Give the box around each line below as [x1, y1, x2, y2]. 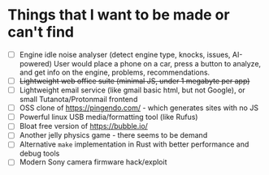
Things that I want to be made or [7, 6, 230, 24]
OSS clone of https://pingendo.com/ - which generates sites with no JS [19, 103, 259, 113]
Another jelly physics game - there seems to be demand [19, 130, 208, 140]
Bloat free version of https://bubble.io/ [19, 122, 148, 131]
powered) [19, 59, 52, 68]
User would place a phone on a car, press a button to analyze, [53, 59, 262, 68]
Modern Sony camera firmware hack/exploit [19, 157, 167, 167]
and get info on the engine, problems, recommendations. [19, 67, 210, 77]
